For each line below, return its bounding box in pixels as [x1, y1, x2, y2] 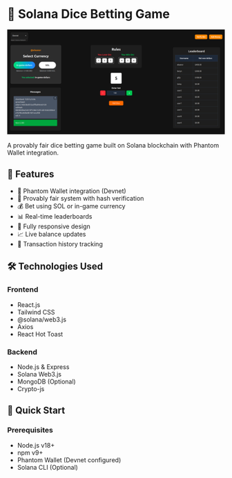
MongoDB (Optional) [17, 377, 76, 386]
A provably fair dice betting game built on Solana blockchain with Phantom [7, 141, 220, 150]
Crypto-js [17, 384, 45, 392]
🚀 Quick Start [7, 405, 66, 417]
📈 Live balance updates [17, 230, 86, 238]
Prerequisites [7, 426, 53, 435]
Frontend [7, 285, 39, 295]
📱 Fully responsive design [17, 222, 91, 230]
